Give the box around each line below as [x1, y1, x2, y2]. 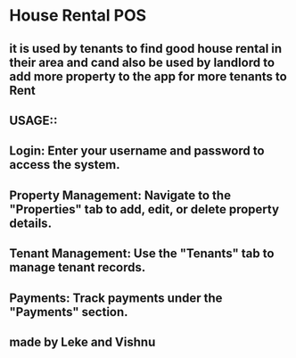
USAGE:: [9, 112, 58, 128]
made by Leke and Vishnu [9, 334, 156, 349]
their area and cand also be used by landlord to [9, 54, 275, 70]
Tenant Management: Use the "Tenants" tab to [9, 246, 275, 262]
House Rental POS [9, 5, 147, 26]
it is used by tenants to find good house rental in [9, 41, 283, 56]
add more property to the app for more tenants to [9, 69, 287, 84]
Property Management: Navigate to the [9, 187, 232, 203]
